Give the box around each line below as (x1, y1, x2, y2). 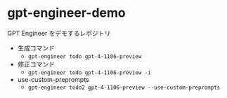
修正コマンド (17, 59, 55, 68)
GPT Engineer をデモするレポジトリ (7, 29, 111, 37)
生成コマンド (17, 43, 55, 52)
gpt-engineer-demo (7, 5, 126, 21)
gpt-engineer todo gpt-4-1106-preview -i (27, 69, 151, 76)
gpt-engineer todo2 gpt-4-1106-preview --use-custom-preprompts (27, 84, 221, 91)
